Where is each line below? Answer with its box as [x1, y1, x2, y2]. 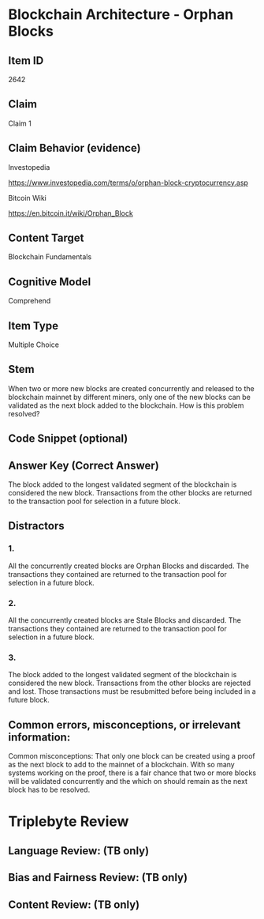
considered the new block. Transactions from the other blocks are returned [8, 488, 252, 498]
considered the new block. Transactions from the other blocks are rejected [8, 678, 251, 688]
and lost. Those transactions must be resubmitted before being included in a [8, 687, 256, 696]
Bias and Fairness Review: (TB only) [8, 871, 188, 884]
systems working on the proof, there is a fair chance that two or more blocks [8, 768, 257, 778]
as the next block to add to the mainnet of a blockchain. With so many [8, 760, 235, 770]
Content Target [8, 232, 84, 245]
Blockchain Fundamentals [8, 252, 92, 262]
